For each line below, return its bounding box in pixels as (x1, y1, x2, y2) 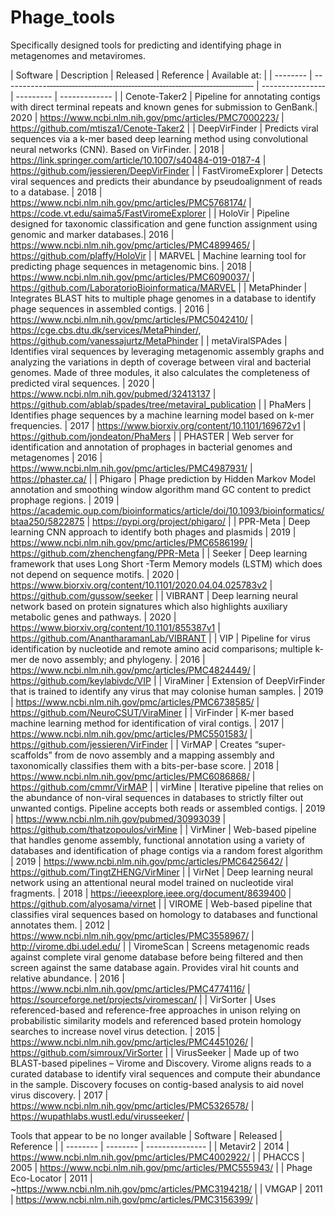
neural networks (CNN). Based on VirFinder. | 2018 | (10, 143, 225, 155)
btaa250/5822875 (10, 515, 85, 527)
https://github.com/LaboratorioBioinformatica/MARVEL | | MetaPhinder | (10, 281, 308, 293)
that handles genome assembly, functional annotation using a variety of (10, 834, 306, 846)
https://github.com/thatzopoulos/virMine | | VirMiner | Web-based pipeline (10, 823, 317, 835)
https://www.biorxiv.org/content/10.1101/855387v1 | (10, 621, 221, 633)
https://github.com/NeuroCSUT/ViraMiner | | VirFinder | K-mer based (10, 706, 295, 718)
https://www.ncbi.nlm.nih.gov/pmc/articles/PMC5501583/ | (10, 727, 253, 740)
